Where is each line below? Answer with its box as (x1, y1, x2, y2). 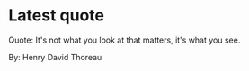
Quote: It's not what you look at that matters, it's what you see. (8, 35, 241, 45)
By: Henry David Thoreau (8, 51, 102, 62)
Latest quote (8, 5, 105, 26)
